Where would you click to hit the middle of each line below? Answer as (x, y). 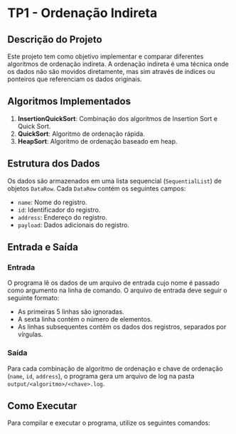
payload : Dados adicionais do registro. (74, 225)
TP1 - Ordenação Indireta (82, 13)
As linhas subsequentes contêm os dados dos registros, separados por (122, 327)
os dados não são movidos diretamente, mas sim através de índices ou (111, 72)
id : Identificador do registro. (59, 210)
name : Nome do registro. (52, 202)
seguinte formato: (33, 298)
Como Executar (42, 406)
